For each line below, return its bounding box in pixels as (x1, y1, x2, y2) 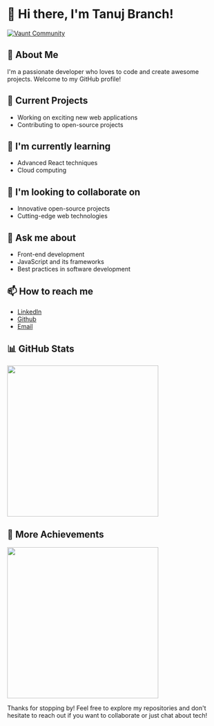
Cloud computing (17, 166, 67, 175)
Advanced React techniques (17, 159, 98, 167)
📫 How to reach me (7, 286, 94, 298)
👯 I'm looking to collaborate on (7, 186, 141, 198)
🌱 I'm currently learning (7, 140, 111, 152)
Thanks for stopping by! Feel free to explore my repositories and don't (7, 704, 206, 712)
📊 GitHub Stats (7, 343, 75, 355)
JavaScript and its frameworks (17, 258, 105, 265)
